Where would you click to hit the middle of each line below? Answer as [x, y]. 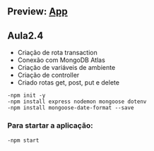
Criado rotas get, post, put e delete [69, 83]
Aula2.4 [25, 36]
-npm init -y [26, 96]
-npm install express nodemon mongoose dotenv [77, 102]
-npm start [23, 140]
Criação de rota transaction [57, 53]
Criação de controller [48, 75]
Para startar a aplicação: [50, 126]
